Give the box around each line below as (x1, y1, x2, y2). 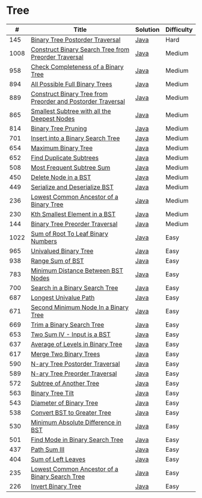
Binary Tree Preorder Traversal (31, 220, 118, 228)
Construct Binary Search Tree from (31, 45, 130, 54)
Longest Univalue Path (31, 293, 95, 301)
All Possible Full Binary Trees (31, 79, 112, 88)
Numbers (31, 237, 57, 245)
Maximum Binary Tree (31, 144, 93, 152)
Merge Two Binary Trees (31, 349, 100, 358)
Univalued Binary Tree (31, 247, 94, 255)
